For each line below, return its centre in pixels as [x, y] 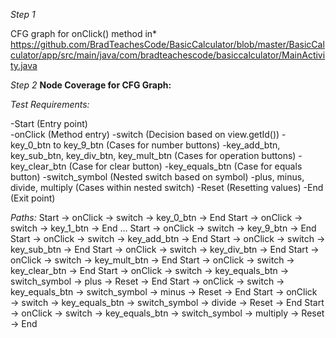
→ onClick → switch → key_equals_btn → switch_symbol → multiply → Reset [167, 313]
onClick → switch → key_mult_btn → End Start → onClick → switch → [152, 260]
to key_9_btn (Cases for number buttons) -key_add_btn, [167, 145]
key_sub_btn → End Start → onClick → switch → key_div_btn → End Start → [165, 249]
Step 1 [23, 14]
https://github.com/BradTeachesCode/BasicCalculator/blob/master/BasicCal [167, 44]
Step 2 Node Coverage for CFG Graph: [91, 85]
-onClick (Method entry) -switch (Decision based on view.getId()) [145, 134]
